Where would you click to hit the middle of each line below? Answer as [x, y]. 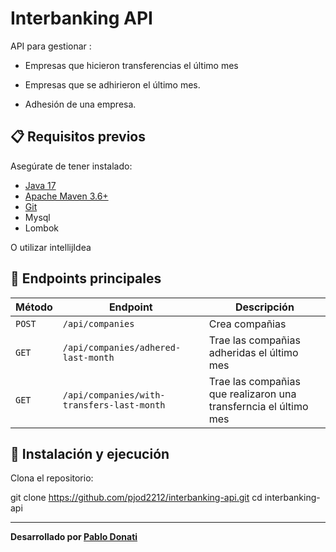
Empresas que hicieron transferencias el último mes [131, 65]
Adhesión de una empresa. [80, 104]
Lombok [42, 228]
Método [34, 307]
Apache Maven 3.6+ [66, 196]
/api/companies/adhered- [122, 347]
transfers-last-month [114, 405]
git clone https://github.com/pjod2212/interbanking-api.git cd [136, 498]
